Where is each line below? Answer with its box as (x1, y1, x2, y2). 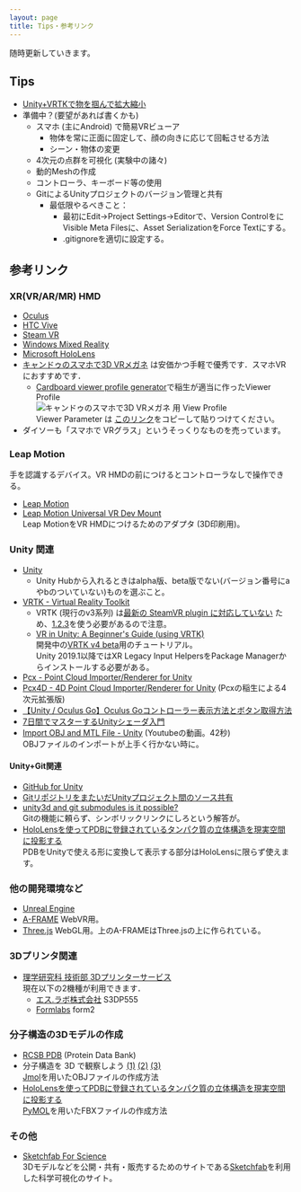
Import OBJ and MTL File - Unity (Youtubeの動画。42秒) (22, 727, 231, 737)
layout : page (9, 13, 58, 22)
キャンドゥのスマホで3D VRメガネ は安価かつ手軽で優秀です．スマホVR (22, 359, 287, 369)
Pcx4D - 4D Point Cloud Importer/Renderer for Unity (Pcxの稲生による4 (22, 682, 288, 693)
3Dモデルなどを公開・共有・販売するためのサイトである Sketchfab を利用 (22, 1161, 292, 1172)
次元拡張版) (22, 693, 66, 704)
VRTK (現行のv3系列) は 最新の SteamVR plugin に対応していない (35, 607, 274, 618)
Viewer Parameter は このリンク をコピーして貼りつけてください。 (35, 414, 280, 424)
